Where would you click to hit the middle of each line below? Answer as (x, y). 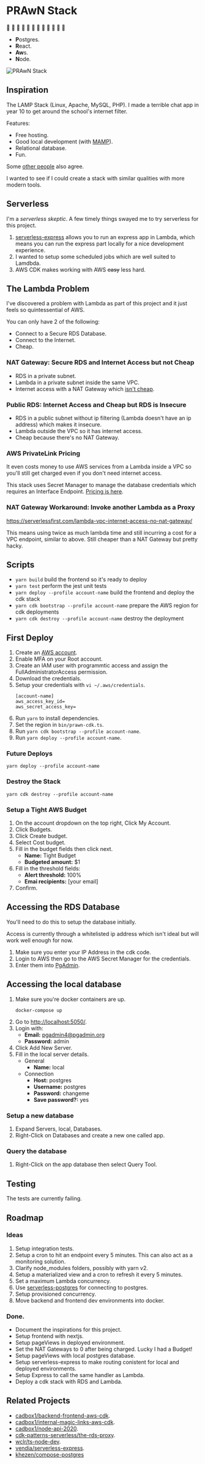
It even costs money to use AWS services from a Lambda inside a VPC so (99, 467)
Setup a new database (40, 1115)
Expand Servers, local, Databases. (58, 1129)
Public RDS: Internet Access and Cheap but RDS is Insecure (96, 404)
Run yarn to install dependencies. (57, 718)
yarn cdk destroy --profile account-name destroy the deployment (99, 619)
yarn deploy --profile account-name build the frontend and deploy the (105, 593)
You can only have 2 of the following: (53, 322)
